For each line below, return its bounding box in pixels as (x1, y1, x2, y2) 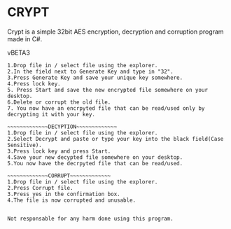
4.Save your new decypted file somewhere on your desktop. (7, 153, 183, 161)
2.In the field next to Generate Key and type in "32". (7, 68, 174, 75)
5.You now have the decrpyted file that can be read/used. (7, 160, 183, 167)
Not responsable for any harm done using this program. (7, 215, 174, 222)
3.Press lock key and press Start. (7, 148, 111, 155)
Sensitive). (7, 141, 42, 148)
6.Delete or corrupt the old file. (7, 99, 111, 106)
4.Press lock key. (7, 80, 61, 88)
